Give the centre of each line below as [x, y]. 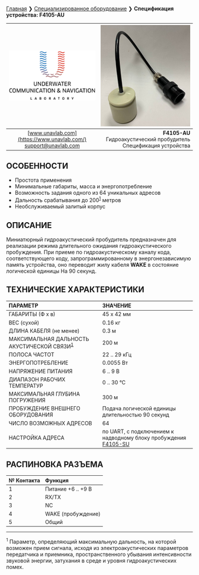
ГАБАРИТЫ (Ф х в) [32, 314]
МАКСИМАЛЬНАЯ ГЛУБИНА [44, 394]
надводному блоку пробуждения [144, 437]
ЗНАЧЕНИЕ [117, 306]
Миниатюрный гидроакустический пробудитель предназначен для [91, 239]
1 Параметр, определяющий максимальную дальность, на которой [91, 541]
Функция [57, 480]
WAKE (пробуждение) [73, 514]
